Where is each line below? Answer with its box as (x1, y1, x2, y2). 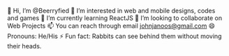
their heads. (7, 42, 42, 50)
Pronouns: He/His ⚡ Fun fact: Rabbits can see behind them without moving (7, 32, 222, 40)
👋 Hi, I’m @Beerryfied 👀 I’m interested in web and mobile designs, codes (7, 7, 216, 15)
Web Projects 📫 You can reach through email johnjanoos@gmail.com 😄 (7, 21, 215, 30)
